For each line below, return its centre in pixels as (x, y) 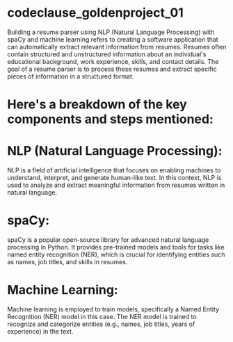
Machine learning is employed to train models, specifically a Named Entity (113, 309)
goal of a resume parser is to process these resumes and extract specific (112, 69)
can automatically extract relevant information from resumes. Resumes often (117, 47)
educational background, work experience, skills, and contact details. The (113, 61)
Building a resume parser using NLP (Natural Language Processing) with (111, 32)
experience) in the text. (40, 331)
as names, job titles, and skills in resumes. (67, 262)
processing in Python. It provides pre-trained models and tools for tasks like (116, 247)
